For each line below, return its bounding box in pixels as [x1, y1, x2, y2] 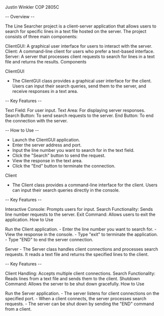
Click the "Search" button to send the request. [12, 152, 106, 158]
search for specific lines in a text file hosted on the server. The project [5, 29, 147, 34]
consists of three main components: [5, 34, 78, 39]
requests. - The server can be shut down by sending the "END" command [5, 301, 154, 307]
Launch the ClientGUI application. [12, 137, 80, 143]
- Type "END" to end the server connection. [5, 237, 94, 242]
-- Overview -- [5, 14, 35, 19]
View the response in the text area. [12, 158, 83, 164]
